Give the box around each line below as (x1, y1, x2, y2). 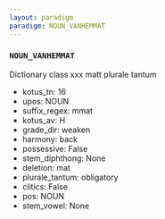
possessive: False (21, 143, 88, 154)
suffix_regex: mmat (21, 105, 94, 116)
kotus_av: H (21, 114, 66, 125)
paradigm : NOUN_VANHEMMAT (9, 21, 105, 30)
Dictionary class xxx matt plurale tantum (9, 69, 158, 80)
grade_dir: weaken (21, 124, 91, 135)
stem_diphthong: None (21, 153, 106, 164)
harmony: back (21, 133, 78, 144)
